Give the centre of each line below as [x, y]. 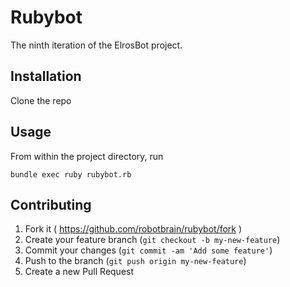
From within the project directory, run [87, 156]
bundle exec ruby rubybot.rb [71, 174]
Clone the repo [41, 100]
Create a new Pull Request [79, 272]
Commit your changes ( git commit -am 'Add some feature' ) [148, 250]
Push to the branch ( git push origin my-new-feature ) [135, 261]
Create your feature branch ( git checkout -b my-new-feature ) [152, 240]
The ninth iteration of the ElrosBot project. [96, 45]
